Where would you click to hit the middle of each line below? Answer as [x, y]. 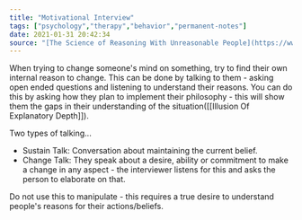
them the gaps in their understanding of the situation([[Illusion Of [129, 106]
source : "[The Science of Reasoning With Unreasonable [114, 43]
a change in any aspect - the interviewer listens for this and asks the [149, 170]
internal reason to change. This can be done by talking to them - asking [142, 78]
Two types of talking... [50, 133]
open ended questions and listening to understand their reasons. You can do [151, 87]
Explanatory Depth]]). [49, 116]
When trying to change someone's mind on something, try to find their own [148, 68]
